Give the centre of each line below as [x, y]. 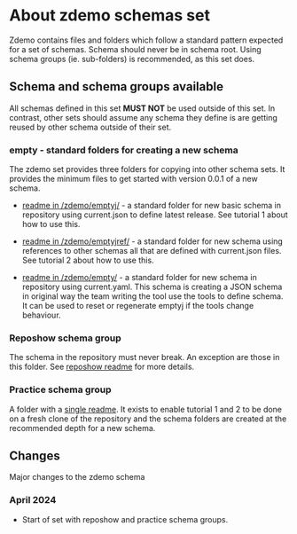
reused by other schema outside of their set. [90, 127]
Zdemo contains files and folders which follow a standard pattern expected [146, 40]
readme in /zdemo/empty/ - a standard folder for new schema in [139, 278]
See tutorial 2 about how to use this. [88, 260]
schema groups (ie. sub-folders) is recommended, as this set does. [132, 59]
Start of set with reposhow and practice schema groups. [125, 519]
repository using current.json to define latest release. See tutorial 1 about [155, 215]
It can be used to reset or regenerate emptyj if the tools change [138, 306]
